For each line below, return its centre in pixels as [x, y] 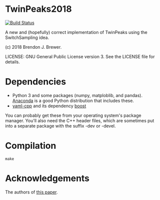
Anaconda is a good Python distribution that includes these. [73, 100]
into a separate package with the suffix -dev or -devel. [60, 126]
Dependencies [36, 82]
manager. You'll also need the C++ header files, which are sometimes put [80, 120]
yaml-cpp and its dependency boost [49, 106]
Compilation [31, 146]
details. [13, 62]
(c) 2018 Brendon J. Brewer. [33, 47]
